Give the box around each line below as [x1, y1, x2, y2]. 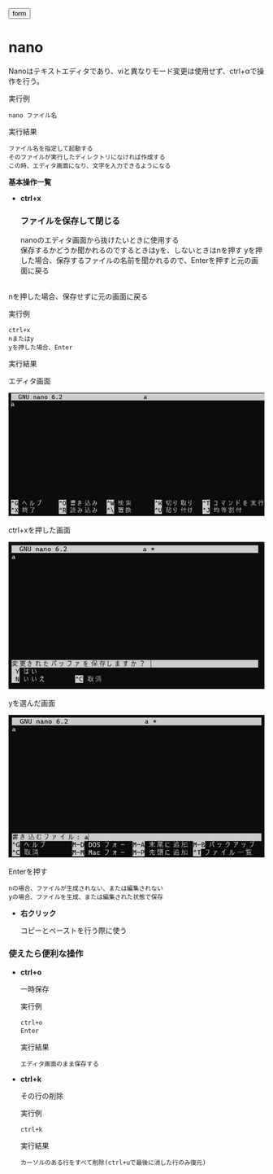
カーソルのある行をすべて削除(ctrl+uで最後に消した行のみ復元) [19, 1159, 206, 1167]
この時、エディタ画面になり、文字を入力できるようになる [8, 161, 171, 170]
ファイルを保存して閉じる [19, 215, 120, 226]
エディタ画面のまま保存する [19, 1059, 99, 1068]
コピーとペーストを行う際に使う [19, 926, 128, 935]
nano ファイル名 [8, 111, 58, 120]
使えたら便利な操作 [8, 948, 84, 960]
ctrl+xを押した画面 [8, 525, 71, 535]
